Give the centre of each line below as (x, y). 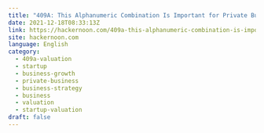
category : (24, 52)
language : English (38, 45)
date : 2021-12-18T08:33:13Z (54, 23)
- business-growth (46, 74)
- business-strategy (49, 88)
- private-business (47, 81)
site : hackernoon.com (44, 37)
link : (17, 30)
